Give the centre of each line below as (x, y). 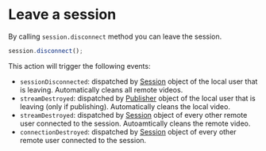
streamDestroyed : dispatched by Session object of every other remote (133, 115)
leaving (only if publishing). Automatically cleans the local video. (125, 106)
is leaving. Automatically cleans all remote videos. (101, 89)
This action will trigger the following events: (79, 66)
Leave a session (62, 15)
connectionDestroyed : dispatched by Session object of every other (128, 131)
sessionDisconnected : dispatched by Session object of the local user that (139, 81)
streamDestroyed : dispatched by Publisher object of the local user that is (137, 98)
